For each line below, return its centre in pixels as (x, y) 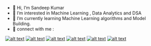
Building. (22, 23)
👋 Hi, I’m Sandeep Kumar (38, 8)
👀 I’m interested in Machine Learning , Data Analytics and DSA (77, 13)
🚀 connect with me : (33, 29)
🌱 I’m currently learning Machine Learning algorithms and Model (79, 18)
